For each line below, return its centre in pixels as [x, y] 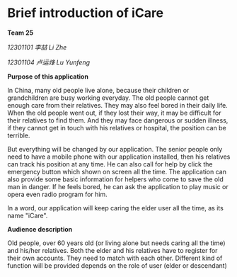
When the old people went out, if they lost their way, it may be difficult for [114, 113]
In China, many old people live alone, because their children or [98, 90]
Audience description [40, 229]
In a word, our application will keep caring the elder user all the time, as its [116, 208]
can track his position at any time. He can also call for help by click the [110, 164]
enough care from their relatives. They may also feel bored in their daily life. [117, 105]
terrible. [19, 135]
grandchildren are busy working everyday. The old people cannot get [108, 98]
